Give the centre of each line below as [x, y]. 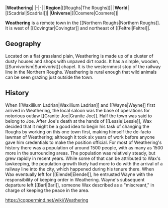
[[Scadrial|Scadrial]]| [27, 13]
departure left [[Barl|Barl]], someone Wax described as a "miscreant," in [80, 185]
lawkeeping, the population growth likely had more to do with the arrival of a [84, 163]
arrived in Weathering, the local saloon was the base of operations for [77, 110]
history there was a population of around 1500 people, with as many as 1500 [84, 147]
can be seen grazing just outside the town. [49, 77]
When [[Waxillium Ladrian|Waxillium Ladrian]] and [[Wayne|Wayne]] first [80, 105]
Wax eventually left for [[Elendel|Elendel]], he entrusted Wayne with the [79, 174]
